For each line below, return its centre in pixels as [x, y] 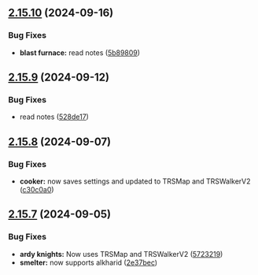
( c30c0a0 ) [37, 190]
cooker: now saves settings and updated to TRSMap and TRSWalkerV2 [135, 181]
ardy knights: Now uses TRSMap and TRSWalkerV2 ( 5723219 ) [121, 254]
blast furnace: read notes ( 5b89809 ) [79, 52]
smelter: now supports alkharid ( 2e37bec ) [88, 262]
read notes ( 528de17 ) [54, 117]
